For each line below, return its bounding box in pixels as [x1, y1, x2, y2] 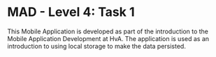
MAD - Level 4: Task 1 [7, 4, 135, 20]
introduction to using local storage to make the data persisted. [7, 42, 187, 50]
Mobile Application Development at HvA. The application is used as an [7, 34, 210, 42]
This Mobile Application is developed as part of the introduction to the [7, 27, 208, 35]
